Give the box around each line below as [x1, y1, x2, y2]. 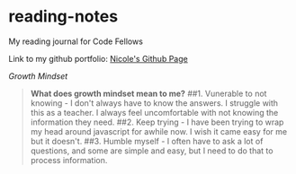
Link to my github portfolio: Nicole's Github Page [8, 53, 188, 64]
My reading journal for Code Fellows [8, 36, 143, 47]
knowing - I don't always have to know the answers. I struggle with [30, 97, 279, 109]
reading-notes [8, 6, 119, 27]
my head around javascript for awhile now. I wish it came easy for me [30, 126, 288, 136]
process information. [30, 154, 108, 165]
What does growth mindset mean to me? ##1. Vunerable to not [30, 88, 267, 99]
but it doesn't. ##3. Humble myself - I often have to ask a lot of [30, 135, 264, 146]
